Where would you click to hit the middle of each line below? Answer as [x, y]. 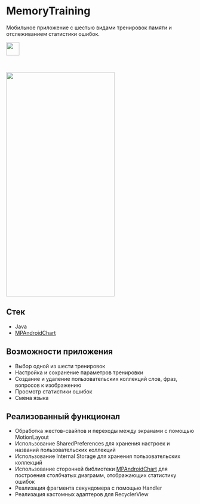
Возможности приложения [60, 352]
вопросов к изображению [48, 385]
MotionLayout [32, 437]
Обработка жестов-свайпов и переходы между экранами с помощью [104, 431]
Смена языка [32, 398]
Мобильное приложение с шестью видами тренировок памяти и [89, 28]
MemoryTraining [48, 11]
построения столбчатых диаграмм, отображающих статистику [96, 475]
